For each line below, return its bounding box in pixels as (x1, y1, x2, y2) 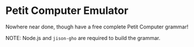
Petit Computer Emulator (5, 4, 128, 17)
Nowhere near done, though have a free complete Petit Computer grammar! (5, 23, 189, 30)
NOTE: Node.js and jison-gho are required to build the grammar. (5, 34, 161, 41)
